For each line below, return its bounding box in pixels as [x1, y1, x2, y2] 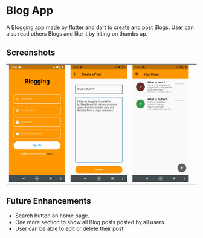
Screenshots [6, 48, 56, 58]
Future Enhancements [6, 196, 92, 206]
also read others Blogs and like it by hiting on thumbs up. [6, 30, 148, 37]
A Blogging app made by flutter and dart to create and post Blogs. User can [6, 24, 195, 31]
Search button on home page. [14, 212, 89, 219]
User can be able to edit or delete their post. [14, 225, 126, 232]
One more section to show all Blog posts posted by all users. [14, 218, 166, 225]
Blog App [6, 4, 53, 18]
